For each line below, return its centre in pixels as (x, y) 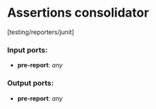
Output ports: (31, 83)
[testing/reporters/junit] (41, 32)
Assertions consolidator (78, 13)
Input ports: (27, 50)
